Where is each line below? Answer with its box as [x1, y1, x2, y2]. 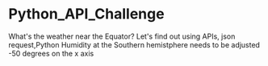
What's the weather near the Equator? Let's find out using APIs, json [8, 31, 236, 41]
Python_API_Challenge [8, 5, 165, 23]
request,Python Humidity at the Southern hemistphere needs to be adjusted [8, 39, 261, 49]
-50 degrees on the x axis [8, 48, 94, 58]
